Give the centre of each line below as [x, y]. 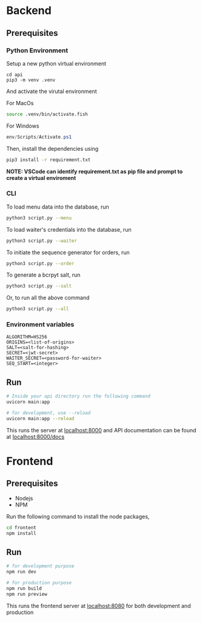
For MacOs [20, 103]
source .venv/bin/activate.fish [47, 114]
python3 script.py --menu [39, 218]
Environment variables [40, 325]
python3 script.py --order [40, 263]
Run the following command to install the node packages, [78, 516]
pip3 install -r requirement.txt [49, 160]
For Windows [23, 126]
